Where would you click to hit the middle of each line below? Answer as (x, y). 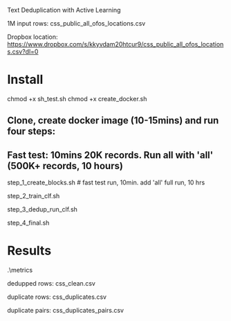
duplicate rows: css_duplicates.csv (57, 297)
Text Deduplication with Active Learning (64, 10)
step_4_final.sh (28, 223)
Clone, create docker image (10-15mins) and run (113, 121)
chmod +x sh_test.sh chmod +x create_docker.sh (77, 98)
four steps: (31, 131)
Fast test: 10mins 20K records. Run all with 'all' (110, 155)
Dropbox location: (33, 37)
